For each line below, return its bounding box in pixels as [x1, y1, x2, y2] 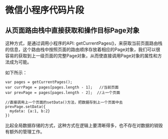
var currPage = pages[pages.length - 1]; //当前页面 [5, 85, 119, 90]
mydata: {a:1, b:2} [9, 108, 50, 113]
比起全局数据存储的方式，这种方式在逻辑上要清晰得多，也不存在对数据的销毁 [5, 122, 163, 128]
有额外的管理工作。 [5, 128, 45, 134]
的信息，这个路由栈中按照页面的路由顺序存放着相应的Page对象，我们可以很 [5, 46, 160, 52]
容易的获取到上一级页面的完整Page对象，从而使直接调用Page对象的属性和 [5, 53, 158, 58]
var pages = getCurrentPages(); [5, 79, 72, 84]
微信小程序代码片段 [5, 4, 84, 16]
